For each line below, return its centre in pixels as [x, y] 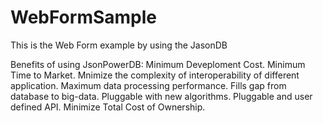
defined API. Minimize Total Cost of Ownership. [108, 107]
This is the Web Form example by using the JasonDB [119, 45]
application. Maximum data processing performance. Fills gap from [148, 85]
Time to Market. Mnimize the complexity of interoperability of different [155, 75]
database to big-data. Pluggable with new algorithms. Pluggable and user [161, 96]
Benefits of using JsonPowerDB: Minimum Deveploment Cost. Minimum [158, 64]
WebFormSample [84, 17]
